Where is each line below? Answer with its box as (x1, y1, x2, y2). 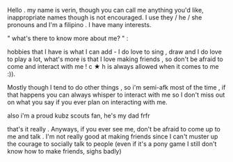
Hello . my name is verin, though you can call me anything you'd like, (7, 6, 204, 14)
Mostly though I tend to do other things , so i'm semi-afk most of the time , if (7, 83, 226, 91)
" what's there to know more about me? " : (7, 34, 129, 42)
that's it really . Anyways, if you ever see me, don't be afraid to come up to (7, 125, 220, 133)
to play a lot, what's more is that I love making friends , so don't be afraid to (7, 55, 224, 63)
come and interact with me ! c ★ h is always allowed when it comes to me (7, 63, 219, 70)
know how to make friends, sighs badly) (7, 147, 122, 155)
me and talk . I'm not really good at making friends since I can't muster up (7, 132, 218, 140)
